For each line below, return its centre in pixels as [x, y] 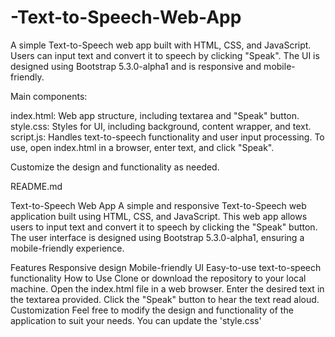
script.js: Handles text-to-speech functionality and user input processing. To [167, 137]
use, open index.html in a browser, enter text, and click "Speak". [142, 147]
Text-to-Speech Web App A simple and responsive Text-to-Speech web [158, 205]
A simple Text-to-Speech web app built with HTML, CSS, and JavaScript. [161, 45]
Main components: [49, 96]
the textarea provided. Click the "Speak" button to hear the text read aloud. [165, 299]
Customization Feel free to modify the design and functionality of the [152, 310]
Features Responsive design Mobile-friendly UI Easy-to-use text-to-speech [166, 267]
